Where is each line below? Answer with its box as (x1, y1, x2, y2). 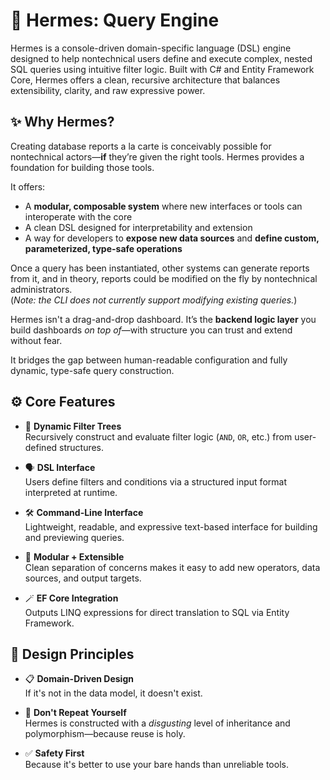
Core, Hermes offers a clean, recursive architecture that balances (10, 74, 281, 86)
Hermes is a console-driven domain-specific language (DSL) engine (10, 42, 292, 54)
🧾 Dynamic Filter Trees (24, 420, 122, 432)
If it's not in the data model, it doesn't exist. (24, 687, 203, 699)
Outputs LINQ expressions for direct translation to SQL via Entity (24, 606, 290, 618)
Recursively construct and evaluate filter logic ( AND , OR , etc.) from (24, 430, 293, 443)
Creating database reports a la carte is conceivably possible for (10, 140, 272, 152)
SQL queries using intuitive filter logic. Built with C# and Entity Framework (10, 63, 315, 75)
